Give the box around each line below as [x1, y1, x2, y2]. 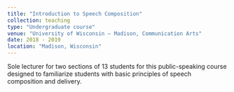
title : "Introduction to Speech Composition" [7, 10, 142, 18]
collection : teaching [7, 17, 71, 24]
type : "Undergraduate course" [7, 23, 96, 30]
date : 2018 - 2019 [7, 37, 61, 44]
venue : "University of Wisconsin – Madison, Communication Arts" [7, 29, 202, 37]
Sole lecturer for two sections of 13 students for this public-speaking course [7, 63, 227, 70]
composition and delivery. [7, 77, 82, 85]
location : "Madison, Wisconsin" [7, 43, 102, 50]
